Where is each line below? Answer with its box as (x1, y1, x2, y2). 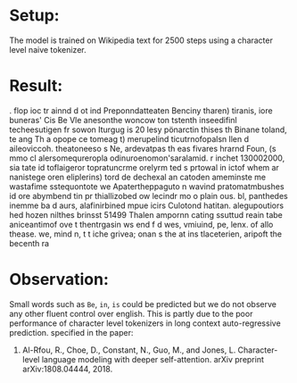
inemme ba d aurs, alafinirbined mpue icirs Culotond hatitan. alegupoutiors (9, 200, 284, 211)
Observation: (9, 270, 109, 290)
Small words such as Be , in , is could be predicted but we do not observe (9, 298, 276, 309)
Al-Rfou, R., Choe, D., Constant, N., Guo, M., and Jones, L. (21, 345, 236, 355)
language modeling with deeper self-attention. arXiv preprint (41, 354, 265, 364)
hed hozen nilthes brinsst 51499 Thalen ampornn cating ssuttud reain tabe (9, 209, 284, 220)
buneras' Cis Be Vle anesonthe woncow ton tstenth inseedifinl (9, 114, 238, 125)
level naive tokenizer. (9, 44, 87, 54)
